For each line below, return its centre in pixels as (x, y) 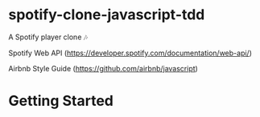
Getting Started (61, 101)
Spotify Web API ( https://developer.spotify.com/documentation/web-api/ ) (130, 53)
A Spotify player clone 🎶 (48, 37)
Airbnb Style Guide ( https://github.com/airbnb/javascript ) (103, 68)
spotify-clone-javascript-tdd (107, 15)
